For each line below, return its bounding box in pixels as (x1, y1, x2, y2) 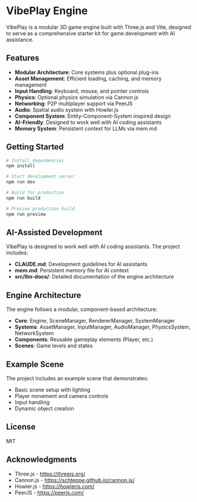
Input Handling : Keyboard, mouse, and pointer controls (14, 87, 149, 95)
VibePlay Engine (6, 4, 88, 18)
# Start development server (6, 173, 75, 180)
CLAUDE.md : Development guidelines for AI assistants (14, 260, 148, 268)
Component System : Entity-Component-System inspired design (14, 112, 171, 119)
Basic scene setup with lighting (14, 386, 91, 393)
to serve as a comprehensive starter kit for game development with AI (6, 29, 175, 36)
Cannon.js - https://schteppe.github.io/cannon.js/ (14, 476, 135, 483)
